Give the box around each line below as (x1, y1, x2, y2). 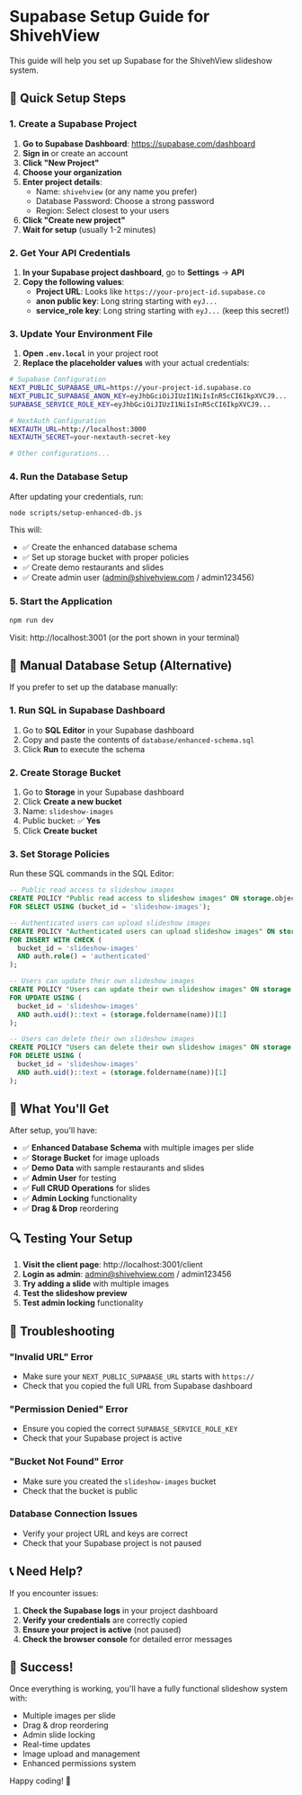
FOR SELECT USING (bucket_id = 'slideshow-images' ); (9, 902, 211, 911)
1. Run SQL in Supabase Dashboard (9, 704, 165, 716)
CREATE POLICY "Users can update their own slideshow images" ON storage (9, 985, 292, 994)
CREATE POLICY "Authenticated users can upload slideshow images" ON (9, 927, 276, 936)
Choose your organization (22, 166, 122, 177)
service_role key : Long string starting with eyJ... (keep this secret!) (35, 305, 290, 315)
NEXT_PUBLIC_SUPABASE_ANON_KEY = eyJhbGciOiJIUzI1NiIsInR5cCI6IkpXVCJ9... (9, 391, 288, 401)
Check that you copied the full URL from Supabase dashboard (22, 1380, 253, 1391)
